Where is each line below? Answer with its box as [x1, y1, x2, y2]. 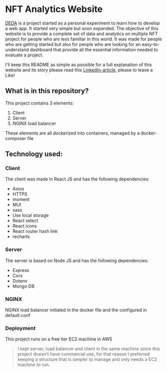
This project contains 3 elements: [5, 100, 74, 106]
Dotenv [12, 277, 27, 283]
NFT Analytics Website [5, 3, 103, 15]
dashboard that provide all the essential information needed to [29, 46, 158, 52]
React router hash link [12, 228, 58, 234]
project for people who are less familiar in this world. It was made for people [5, 36, 162, 42]
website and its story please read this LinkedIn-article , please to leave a [5, 66, 153, 73]
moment [12, 196, 30, 202]
